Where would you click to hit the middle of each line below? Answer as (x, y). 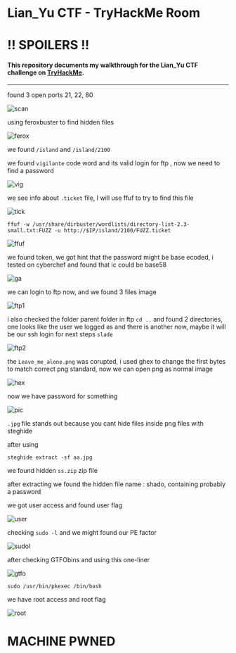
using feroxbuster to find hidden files (61, 122)
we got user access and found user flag (65, 505)
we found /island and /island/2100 (59, 149)
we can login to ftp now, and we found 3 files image (82, 292)
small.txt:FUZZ (29, 230)
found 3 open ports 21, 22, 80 (50, 95)
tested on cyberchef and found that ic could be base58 (87, 265)
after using (23, 444)
